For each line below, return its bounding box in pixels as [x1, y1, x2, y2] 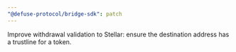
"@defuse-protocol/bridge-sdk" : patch [7, 10, 122, 18]
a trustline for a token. [7, 37, 72, 46]
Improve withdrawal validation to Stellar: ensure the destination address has [7, 30, 230, 38]
